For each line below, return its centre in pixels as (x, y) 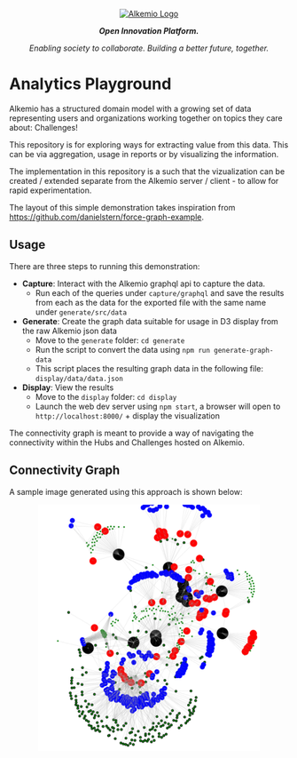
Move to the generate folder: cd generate (110, 340)
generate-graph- (244, 350)
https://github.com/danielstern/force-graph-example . (106, 217)
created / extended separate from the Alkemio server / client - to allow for (144, 180)
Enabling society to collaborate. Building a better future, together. (149, 48)
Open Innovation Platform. (149, 31)
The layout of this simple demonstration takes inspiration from (122, 207)
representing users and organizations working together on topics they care (146, 118)
